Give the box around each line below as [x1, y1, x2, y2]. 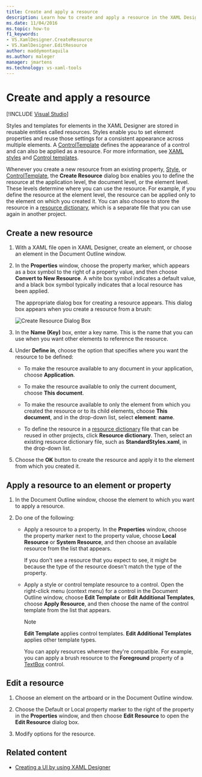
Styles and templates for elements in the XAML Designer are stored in [6, 122, 179, 129]
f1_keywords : [6, 31, 39, 37]
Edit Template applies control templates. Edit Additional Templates [23, 630, 192, 637]
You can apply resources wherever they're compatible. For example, [23, 648, 194, 655]
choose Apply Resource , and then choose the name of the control [23, 600, 189, 607]
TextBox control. [23, 660, 65, 668]
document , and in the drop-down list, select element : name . [23, 414, 175, 421]
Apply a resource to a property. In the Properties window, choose [23, 526, 187, 533]
